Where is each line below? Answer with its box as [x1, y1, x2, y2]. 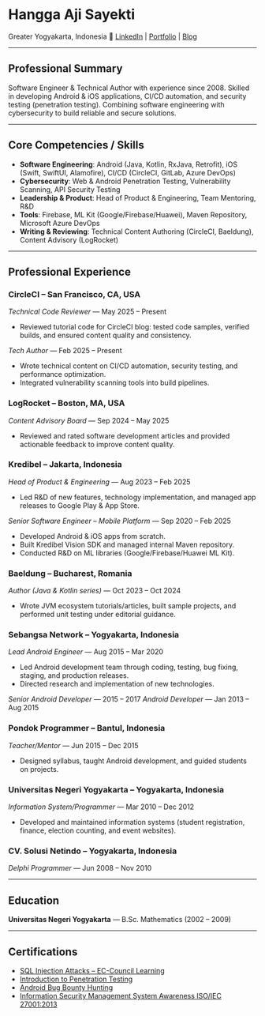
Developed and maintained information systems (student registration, [19, 818, 245, 827]
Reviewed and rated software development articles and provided [19, 431, 230, 440]
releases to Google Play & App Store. [19, 500, 140, 510]
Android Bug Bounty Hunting [19, 982, 114, 992]
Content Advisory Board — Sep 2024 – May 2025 [8, 416, 170, 425]
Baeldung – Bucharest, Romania [8, 567, 132, 578]
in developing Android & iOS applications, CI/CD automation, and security [8, 91, 247, 100]
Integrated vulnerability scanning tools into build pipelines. [19, 378, 210, 388]
